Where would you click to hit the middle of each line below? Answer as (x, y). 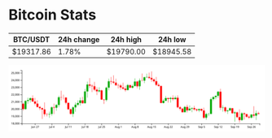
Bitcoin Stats (53, 15)
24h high (126, 40)
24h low (172, 40)
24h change (79, 40)
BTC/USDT (32, 40)
